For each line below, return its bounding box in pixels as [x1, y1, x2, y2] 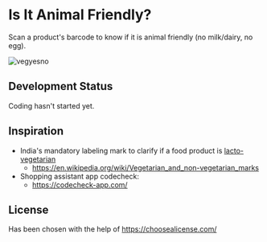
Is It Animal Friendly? [8, 6, 152, 24]
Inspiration [8, 125, 64, 138]
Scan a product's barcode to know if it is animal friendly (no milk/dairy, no [8, 32, 253, 42]
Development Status [8, 80, 113, 93]
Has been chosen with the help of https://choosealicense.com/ [8, 224, 217, 234]
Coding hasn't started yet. [8, 100, 95, 110]
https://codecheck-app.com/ [31, 179, 128, 190]
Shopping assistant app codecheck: [19, 171, 139, 181]
